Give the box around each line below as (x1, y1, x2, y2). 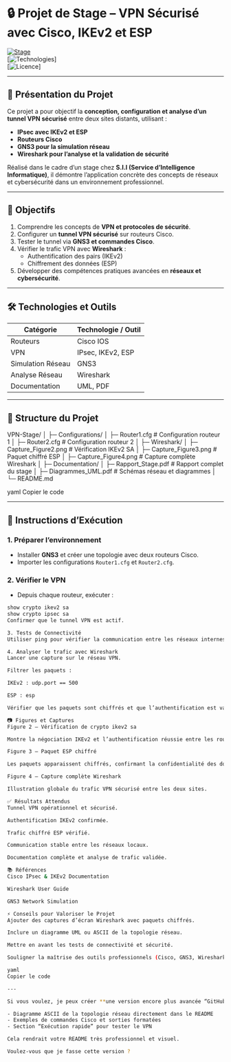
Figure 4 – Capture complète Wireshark (7, 773, 122, 780)
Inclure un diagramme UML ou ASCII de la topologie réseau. (7, 929, 184, 936)
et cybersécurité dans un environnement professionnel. (7, 177, 164, 186)
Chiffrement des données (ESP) (27, 259, 118, 268)
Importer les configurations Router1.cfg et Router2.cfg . (16, 558, 175, 566)
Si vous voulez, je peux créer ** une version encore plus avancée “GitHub (7, 998, 226, 1005)
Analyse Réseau (10, 370, 63, 380)
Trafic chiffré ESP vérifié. (7, 829, 91, 836)
